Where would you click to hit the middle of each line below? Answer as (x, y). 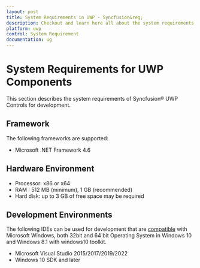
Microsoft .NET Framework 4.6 (53, 150)
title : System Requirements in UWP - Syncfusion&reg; (75, 17)
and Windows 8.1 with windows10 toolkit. (56, 242)
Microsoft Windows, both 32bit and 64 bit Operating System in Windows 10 (99, 236)
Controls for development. (38, 105)
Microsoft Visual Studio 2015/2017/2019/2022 (71, 254)
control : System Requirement (43, 34)
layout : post (22, 12)
